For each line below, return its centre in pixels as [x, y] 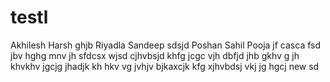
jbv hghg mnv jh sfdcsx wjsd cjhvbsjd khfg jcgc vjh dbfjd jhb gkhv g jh [155, 55]
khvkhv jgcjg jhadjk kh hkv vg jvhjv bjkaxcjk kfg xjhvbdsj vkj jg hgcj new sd [165, 66]
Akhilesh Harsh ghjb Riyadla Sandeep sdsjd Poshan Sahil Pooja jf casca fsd [166, 45]
